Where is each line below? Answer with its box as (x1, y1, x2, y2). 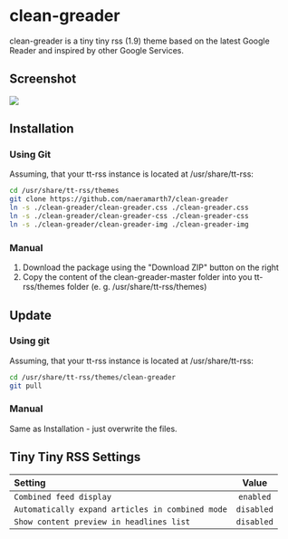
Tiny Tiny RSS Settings (9, 449, 141, 465)
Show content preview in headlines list (14, 516, 190, 526)
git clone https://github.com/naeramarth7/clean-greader (9, 195, 229, 204)
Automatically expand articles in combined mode (14, 504, 228, 515)
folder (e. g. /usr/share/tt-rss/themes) (66, 282, 207, 293)
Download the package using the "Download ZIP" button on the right (22, 262, 279, 273)
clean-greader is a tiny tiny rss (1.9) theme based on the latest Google (9, 35, 270, 46)
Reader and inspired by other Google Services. (9, 44, 184, 55)
